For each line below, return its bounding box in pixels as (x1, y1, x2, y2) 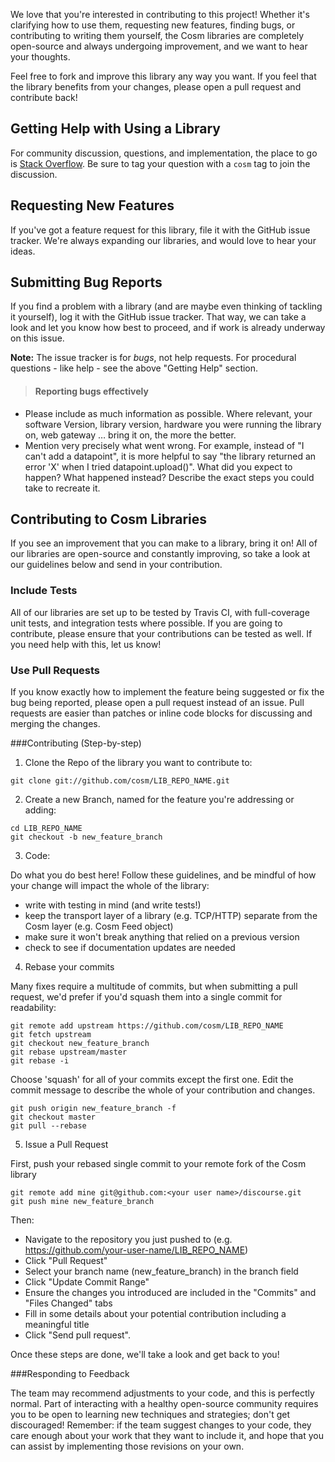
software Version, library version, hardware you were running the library (24, 418, 322, 430)
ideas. (10, 245, 36, 257)
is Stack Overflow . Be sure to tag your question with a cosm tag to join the (10, 157, 311, 169)
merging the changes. (10, 718, 101, 730)
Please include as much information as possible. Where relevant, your (24, 407, 313, 419)
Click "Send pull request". (24, 1329, 132, 1341)
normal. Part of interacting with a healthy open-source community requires (10, 1398, 319, 1410)
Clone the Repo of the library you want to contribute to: (24, 757, 253, 769)
